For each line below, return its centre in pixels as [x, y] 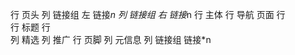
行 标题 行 [30, 27]
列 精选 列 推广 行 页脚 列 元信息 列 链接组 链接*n [111, 39]
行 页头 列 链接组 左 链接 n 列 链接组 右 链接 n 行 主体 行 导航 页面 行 [148, 14]
